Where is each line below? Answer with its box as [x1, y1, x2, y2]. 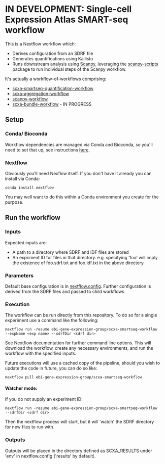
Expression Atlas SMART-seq [5, 14, 129, 25]
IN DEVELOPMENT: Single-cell [5, 3, 132, 15]
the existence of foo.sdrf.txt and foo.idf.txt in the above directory [12, 260, 144, 266]
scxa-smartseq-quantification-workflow [12, 85, 94, 91]
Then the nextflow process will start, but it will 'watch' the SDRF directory [5, 419, 154, 425]
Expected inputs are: [5, 239, 47, 245]
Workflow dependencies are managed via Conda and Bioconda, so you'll [5, 141, 153, 147]
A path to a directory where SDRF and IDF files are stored [12, 249, 129, 255]
